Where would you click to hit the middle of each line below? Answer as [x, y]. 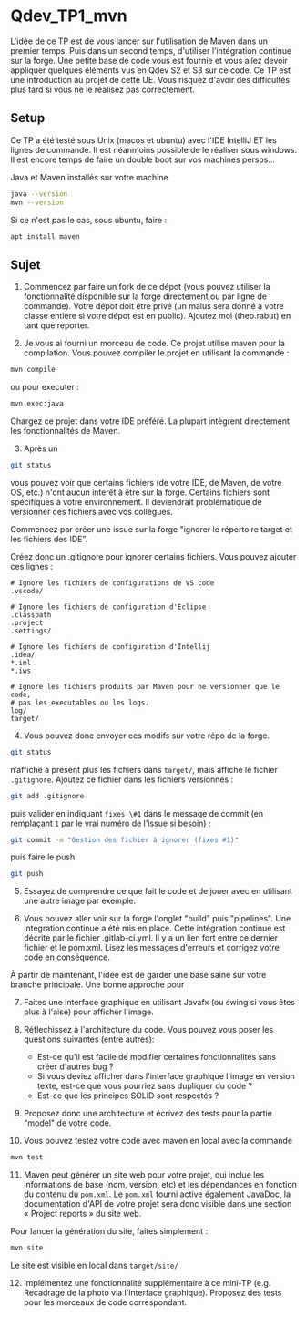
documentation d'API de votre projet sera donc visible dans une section [158, 1204]
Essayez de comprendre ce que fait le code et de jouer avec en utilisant [158, 891]
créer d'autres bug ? [75, 1066]
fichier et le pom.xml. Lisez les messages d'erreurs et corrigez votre [152, 948]
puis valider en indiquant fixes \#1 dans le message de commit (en [137, 813]
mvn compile [33, 370]
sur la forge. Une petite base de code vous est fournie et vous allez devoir [149, 60]
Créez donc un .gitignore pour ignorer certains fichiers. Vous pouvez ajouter [153, 556]
